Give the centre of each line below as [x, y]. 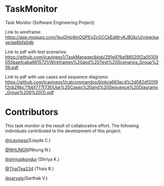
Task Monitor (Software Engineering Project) [50, 22]
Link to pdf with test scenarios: [36, 52]
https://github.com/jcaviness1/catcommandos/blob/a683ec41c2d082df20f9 [82, 82]
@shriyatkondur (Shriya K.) [32, 159]
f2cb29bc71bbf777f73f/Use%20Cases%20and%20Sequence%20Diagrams [82, 87]
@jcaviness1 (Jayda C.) [28, 140]
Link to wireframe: [23, 32]
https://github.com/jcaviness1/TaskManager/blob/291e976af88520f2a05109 [82, 57]
